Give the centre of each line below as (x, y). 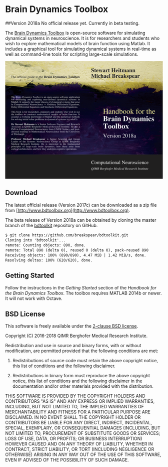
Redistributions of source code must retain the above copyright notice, (85, 361)
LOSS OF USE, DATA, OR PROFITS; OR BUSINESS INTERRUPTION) (74, 439)
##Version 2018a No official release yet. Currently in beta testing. (72, 23)
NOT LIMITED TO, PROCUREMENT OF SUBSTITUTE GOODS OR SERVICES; (83, 433)
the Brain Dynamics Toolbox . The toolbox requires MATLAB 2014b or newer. (83, 293)
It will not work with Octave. (34, 298)
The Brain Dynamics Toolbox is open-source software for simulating (75, 33)
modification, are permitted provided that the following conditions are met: (82, 351)
